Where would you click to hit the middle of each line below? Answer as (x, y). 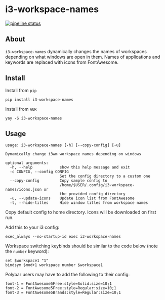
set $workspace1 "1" (27, 261)
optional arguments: (27, 163)
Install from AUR (21, 109)
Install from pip (21, 90)
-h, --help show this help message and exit (70, 167)
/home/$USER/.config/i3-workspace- (97, 185)
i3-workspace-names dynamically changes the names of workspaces (76, 51)
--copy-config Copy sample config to (59, 181)
